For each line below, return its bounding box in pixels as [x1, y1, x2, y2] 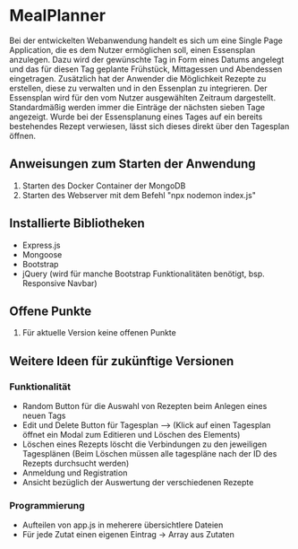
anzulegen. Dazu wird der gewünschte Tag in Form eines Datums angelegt [9, 54, 285, 65]
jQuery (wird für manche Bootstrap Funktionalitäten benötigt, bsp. [21, 268, 266, 279]
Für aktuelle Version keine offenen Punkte [21, 327, 176, 338]
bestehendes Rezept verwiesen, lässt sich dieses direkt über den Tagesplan [9, 120, 290, 131]
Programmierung [9, 499, 85, 511]
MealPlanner [9, 5, 106, 26]
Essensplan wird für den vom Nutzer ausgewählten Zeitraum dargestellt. [9, 91, 276, 103]
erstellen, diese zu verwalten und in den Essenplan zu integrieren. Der [9, 83, 268, 93]
